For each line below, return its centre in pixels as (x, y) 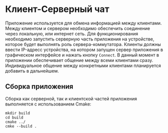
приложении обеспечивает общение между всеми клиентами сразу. (79, 60)
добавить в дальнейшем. (32, 70)
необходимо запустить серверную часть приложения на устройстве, (80, 39)
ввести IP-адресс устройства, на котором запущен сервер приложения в (84, 49)
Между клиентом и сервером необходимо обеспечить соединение (78, 28)
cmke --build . (21, 126)
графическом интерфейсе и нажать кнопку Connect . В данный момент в (82, 55)
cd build (14, 117)
